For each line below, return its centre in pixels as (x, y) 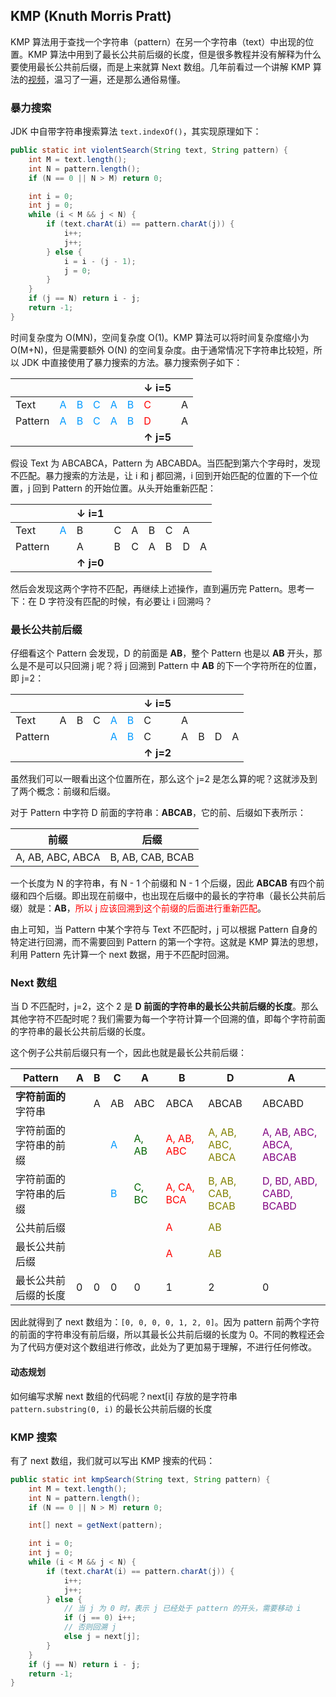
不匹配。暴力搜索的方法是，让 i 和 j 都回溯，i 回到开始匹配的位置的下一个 (160, 475)
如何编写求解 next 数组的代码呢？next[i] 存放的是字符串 (124, 1396)
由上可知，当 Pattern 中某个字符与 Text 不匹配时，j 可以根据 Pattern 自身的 (164, 930)
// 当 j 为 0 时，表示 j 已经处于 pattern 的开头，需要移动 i (182, 1609)
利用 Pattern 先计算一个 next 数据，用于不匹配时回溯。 (122, 955)
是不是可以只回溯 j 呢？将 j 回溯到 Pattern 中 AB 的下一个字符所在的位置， (170, 666)
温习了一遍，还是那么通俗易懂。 (119, 79)
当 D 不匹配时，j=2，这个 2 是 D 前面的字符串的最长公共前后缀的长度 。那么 (164, 1006)
